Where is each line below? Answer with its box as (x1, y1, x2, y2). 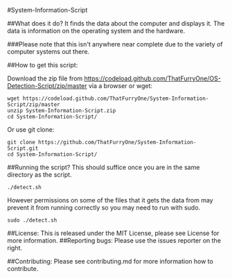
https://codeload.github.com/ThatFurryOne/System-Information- (22, 95, 209, 102)
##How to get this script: (7, 61, 78, 69)
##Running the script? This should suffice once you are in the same (7, 163, 200, 171)
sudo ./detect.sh (7, 217, 57, 224)
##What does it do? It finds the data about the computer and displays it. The (7, 19, 225, 27)
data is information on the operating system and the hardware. (7, 27, 186, 35)
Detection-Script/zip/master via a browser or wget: (7, 82, 152, 89)
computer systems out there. (7, 48, 90, 55)
